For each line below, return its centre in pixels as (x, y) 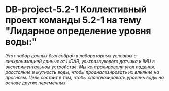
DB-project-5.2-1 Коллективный (76, 9)
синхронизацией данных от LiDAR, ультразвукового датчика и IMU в (80, 61)
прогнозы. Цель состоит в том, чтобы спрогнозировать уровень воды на (85, 77)
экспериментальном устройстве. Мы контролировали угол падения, (80, 67)
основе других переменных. (36, 83)
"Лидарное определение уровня (78, 31)
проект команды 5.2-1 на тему (73, 20)
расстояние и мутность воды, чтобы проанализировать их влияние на (82, 72)
